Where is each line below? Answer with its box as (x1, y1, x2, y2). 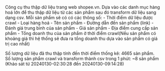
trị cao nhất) (5, 41, 30, 46)
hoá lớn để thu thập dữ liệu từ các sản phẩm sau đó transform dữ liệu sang (5, 9, 157, 15)
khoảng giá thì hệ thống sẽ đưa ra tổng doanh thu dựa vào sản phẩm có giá (5, 35, 158, 41)
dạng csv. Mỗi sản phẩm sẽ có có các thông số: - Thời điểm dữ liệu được (5, 15, 154, 20)
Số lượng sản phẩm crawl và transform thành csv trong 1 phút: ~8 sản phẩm (5, 56, 159, 61)
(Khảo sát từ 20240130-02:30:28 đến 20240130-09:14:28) (5, 61, 124, 67)
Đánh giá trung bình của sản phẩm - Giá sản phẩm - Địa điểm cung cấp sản (5, 25, 159, 31)
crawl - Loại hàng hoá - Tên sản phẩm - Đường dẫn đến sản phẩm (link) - (5, 20, 154, 26)
